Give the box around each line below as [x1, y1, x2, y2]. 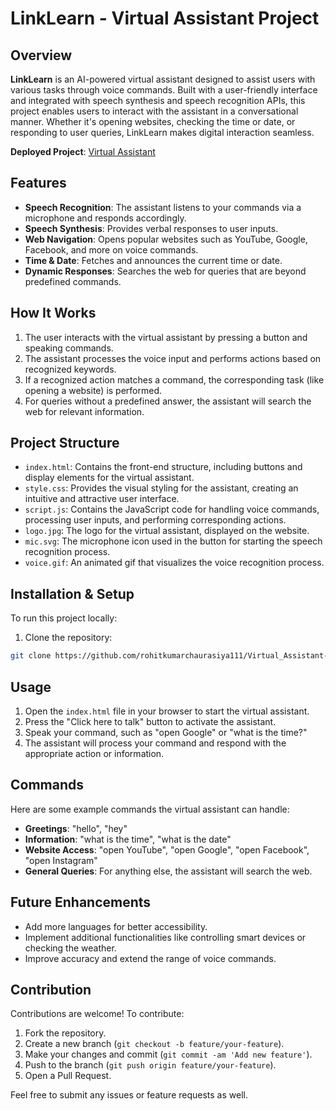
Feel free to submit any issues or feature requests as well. [10, 1089, 248, 1101]
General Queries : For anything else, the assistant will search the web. [24, 865, 313, 877]
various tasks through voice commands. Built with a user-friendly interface [10, 84, 318, 96]
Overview [10, 47, 73, 64]
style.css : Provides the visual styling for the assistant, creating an [24, 482, 299, 494]
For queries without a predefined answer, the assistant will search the [24, 395, 312, 407]
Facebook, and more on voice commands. [24, 243, 199, 256]
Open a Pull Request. [24, 1070, 112, 1082]
